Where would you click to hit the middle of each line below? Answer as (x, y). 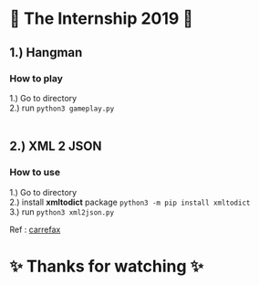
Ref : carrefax (35, 229)
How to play (36, 79)
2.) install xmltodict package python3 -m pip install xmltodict (130, 202)
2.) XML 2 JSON (56, 147)
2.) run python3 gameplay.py (62, 108)
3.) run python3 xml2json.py (62, 211)
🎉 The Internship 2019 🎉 (102, 19)
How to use (35, 173)
